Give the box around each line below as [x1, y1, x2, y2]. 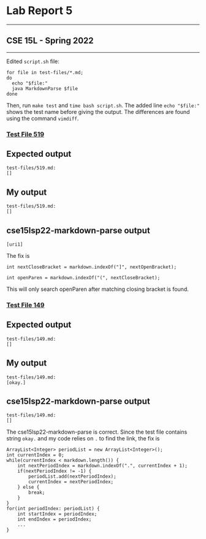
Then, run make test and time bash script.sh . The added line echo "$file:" [6, 102, 200, 109]
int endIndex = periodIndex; [17, 516, 92, 522]
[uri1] [6, 241, 23, 248]
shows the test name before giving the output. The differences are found [6, 108, 190, 115]
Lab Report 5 [6, 4, 73, 18]
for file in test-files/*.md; [6, 69, 84, 75]
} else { [17, 484, 40, 491]
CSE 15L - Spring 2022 [6, 36, 94, 46]
